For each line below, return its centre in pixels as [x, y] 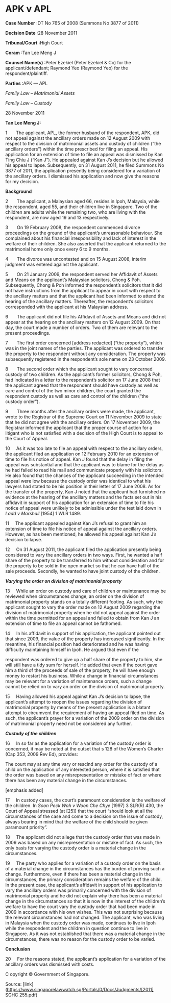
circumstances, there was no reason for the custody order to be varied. [80, 939]
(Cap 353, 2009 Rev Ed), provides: [42, 754]
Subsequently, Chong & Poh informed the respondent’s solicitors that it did [84, 285]
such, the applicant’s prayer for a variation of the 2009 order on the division [85, 718]
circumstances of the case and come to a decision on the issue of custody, [84, 816]
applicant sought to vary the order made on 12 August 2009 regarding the [83, 607]
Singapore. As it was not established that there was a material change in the [85, 934]
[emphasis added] [25, 790]
